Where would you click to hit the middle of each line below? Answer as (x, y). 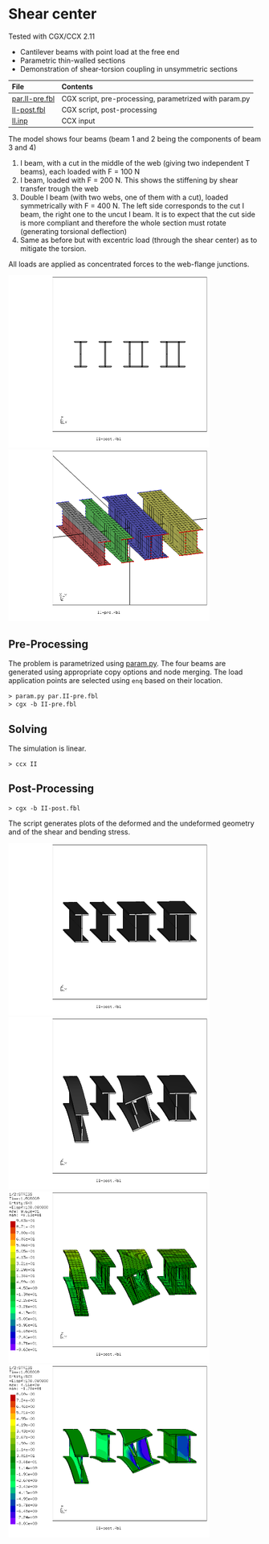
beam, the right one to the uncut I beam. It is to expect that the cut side (137, 214)
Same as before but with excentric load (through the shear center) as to (139, 240)
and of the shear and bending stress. (69, 832)
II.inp (20, 121)
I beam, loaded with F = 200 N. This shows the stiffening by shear (129, 180)
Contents (77, 87)
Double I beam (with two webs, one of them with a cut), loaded (124, 197)
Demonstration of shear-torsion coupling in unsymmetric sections (129, 68)
